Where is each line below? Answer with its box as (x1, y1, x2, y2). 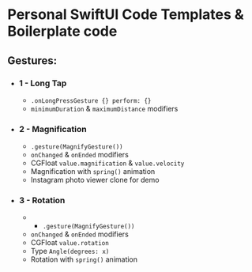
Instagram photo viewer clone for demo (30, 176, 160, 185)
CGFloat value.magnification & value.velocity (30, 158, 185, 168)
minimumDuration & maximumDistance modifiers (30, 104, 179, 113)
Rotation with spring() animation (30, 255, 138, 264)
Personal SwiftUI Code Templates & (7, 6, 244, 24)
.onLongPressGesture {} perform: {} (30, 96, 152, 104)
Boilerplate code (7, 22, 118, 40)
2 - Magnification (18, 123, 88, 134)
